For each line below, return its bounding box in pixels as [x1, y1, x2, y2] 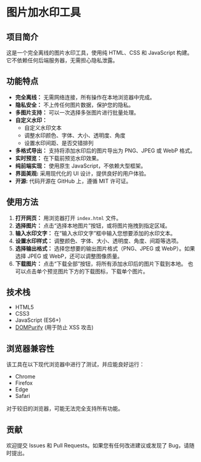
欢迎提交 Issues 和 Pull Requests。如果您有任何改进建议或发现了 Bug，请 [6, 442, 189, 449]
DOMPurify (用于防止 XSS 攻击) [15, 324, 94, 331]
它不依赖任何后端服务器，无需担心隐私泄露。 [6, 57, 118, 64]
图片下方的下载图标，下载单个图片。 [57, 268, 149, 275]
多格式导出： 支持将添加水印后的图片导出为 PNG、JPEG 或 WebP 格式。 [15, 147, 196, 154]
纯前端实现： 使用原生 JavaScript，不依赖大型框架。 [15, 162, 146, 169]
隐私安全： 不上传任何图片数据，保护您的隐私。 [15, 101, 134, 108]
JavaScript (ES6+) [15, 316, 61, 324]
